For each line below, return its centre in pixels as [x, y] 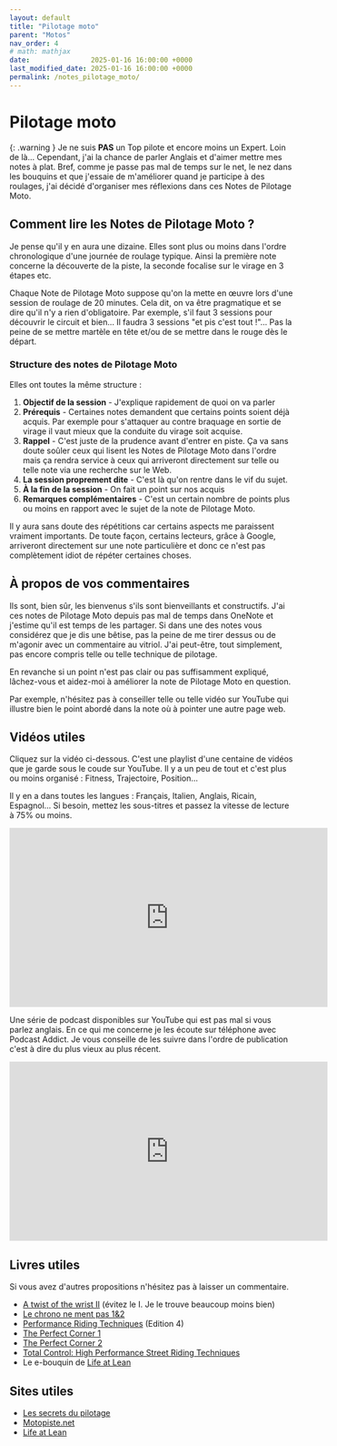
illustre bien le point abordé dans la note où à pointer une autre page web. [148, 708]
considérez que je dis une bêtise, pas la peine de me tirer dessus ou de [143, 634]
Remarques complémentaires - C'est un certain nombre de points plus [156, 499]
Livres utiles [45, 1264]
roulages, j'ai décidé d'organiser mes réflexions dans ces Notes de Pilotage [151, 186]
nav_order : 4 [34, 43]
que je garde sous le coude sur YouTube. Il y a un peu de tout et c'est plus [148, 769]
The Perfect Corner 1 [62, 1333]
